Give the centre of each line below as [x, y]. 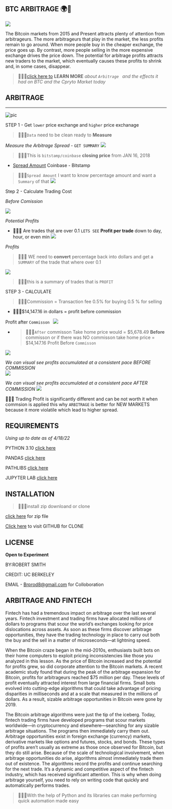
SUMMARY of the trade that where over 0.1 [59, 262]
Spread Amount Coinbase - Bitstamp [51, 165]
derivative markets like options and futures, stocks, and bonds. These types [85, 742]
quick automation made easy [48, 801]
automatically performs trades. [38, 785]
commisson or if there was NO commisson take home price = [90, 337]
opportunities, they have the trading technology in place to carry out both [83, 635]
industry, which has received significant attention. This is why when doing [83, 774]
